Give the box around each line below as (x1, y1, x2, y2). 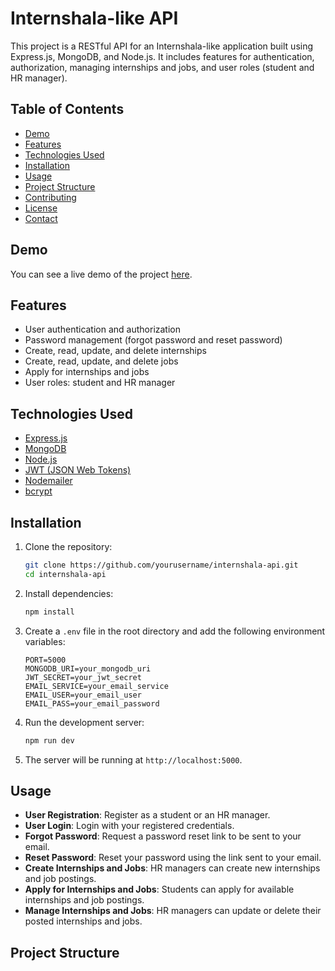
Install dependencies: (24, 587, 114, 599)
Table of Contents (10, 101, 125, 118)
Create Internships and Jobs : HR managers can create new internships (24, 862, 321, 874)
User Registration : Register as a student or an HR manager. (24, 809, 271, 821)
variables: (24, 635, 66, 647)
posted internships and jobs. (24, 915, 143, 927)
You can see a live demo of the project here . (10, 268, 193, 280)
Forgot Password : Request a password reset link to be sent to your (24, 830, 302, 842)
